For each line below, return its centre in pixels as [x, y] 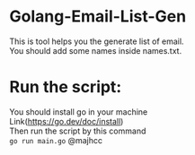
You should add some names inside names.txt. [96, 50]
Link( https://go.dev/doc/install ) [66, 121]
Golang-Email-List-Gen [98, 17]
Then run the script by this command [78, 131]
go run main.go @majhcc [56, 140]
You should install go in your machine [79, 112]
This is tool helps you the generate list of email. [97, 41]
